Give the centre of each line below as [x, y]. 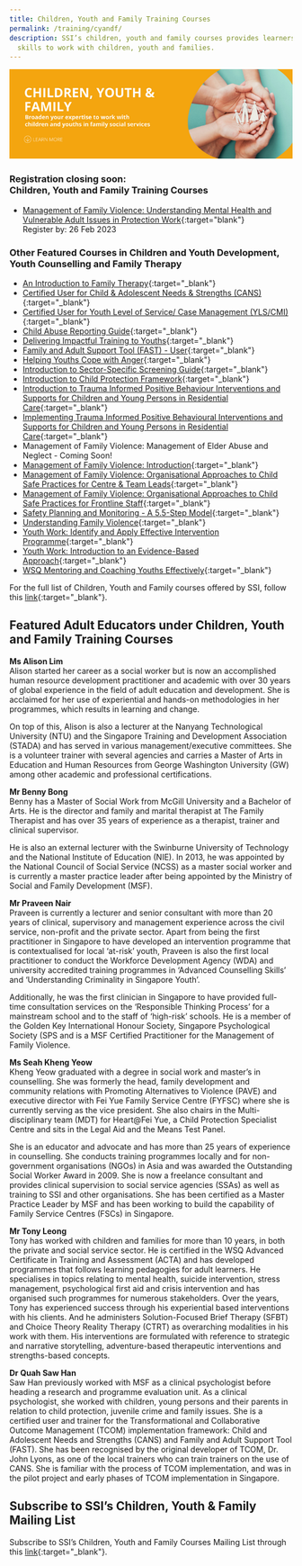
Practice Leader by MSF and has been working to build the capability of [142, 1204]
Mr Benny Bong [39, 791]
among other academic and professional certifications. [111, 774]
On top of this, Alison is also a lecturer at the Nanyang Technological [136, 726]
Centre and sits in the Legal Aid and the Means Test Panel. [118, 1129]
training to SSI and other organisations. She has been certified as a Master [147, 1194]
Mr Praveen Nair [40, 903]
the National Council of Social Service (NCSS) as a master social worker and [151, 866]
